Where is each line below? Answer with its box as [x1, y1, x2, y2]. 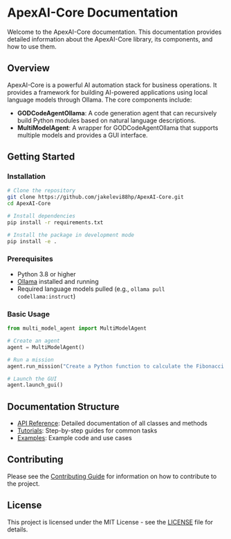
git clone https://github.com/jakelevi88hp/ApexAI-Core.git [7, 193, 185, 201]
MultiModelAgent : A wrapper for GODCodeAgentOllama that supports [17, 123, 219, 132]
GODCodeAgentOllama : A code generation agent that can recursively [17, 108, 217, 117]
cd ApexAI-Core [7, 200, 51, 207]
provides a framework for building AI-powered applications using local [7, 88, 208, 96]
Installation [7, 171, 46, 181]
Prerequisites [7, 254, 53, 264]
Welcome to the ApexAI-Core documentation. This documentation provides [7, 28, 222, 36]
